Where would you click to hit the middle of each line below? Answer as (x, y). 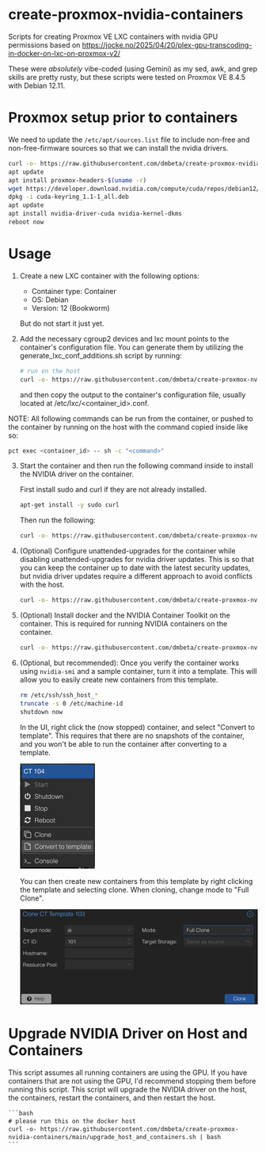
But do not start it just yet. (62, 323)
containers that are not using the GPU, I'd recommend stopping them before (132, 1080)
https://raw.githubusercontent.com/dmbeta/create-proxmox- (139, 1129)
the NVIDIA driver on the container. (77, 474)
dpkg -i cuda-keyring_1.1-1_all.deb (68, 197)
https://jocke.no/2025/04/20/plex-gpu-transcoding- (167, 44)
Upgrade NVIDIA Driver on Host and (128, 1033)
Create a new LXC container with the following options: (109, 276)
